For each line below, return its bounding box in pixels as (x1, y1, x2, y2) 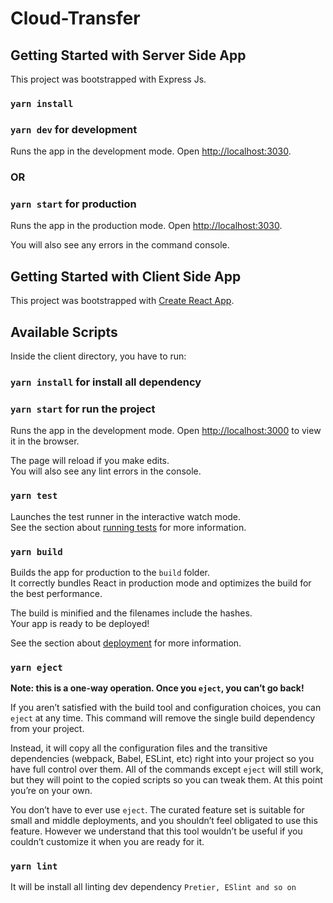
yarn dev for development (10, 122, 138, 136)
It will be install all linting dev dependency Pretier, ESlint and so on (10, 881, 297, 893)
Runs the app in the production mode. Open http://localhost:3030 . (10, 220, 283, 232)
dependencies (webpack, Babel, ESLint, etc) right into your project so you (10, 753, 315, 765)
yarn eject (10, 662, 63, 673)
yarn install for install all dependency (10, 375, 202, 389)
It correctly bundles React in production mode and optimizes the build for (10, 577, 312, 589)
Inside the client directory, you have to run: (10, 350, 187, 362)
